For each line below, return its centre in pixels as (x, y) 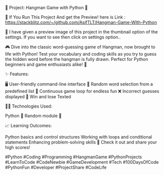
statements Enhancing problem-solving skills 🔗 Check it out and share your (81, 142)
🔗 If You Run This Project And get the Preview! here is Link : (65, 17)
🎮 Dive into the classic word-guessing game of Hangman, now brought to (80, 47)
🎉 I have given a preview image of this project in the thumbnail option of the (82, 32)
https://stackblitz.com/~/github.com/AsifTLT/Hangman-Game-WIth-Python (81, 22)
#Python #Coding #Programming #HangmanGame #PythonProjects (74, 157)
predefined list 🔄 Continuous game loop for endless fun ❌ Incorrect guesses (82, 91)
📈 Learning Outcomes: (28, 126)
